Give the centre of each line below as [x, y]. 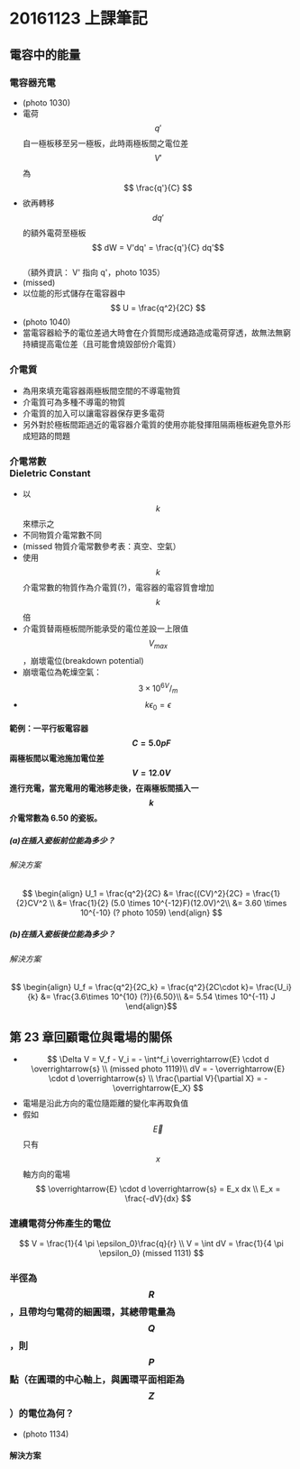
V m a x [158, 644]
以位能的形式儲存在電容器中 [74, 293]
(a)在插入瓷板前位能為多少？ [62, 840]
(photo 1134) [45, 1434]
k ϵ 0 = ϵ [158, 706]
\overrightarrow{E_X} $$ [158, 1088]
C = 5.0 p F [151, 743]
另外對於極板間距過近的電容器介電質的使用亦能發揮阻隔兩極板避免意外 [153, 425]
